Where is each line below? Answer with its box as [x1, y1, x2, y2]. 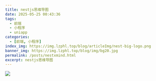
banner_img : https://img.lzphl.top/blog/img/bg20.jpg [5, 48, 118, 53]
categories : [5, 35, 30, 40]
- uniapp [9, 30, 28, 35]
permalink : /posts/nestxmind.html [5, 53, 77, 58]
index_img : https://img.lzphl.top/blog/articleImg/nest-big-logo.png [5, 44, 152, 49]
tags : [5, 16, 16, 21]
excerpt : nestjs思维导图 [5, 57, 53, 62]
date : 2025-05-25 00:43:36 [5, 12, 61, 17]
